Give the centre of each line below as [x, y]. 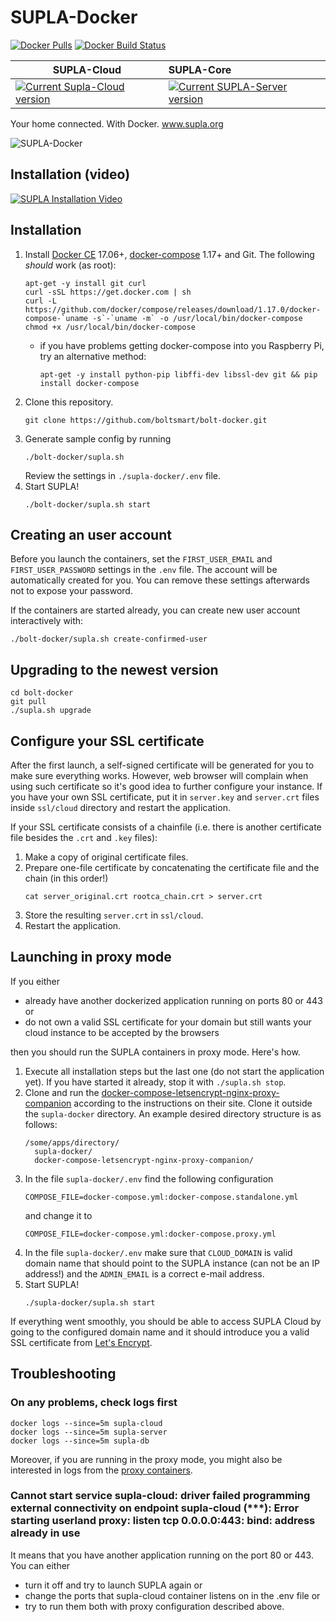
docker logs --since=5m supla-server [89, 1432]
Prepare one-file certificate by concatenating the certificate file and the [172, 867]
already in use [45, 1533]
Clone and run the [62, 1092]
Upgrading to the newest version [114, 669]
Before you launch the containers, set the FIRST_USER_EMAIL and [141, 559]
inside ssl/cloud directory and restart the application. [120, 807]
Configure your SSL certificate [107, 741]
